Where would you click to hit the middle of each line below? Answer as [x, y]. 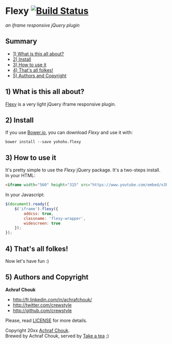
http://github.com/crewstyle [42, 310]
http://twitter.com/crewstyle [42, 305]
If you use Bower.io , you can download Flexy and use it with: [69, 132]
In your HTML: [20, 176]
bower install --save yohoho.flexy [43, 142]
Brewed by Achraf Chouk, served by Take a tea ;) [57, 336]
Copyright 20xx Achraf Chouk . [38, 330]
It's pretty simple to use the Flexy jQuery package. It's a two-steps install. [83, 170]
